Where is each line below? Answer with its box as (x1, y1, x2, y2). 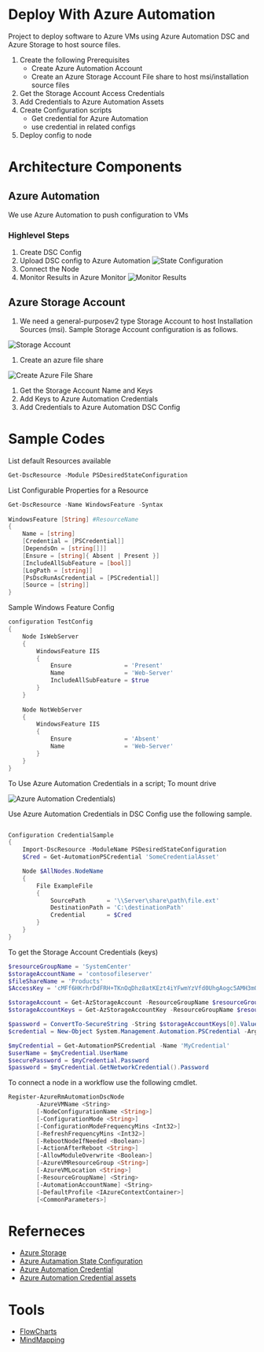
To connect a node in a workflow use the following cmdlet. (8, 1078, 198, 1088)
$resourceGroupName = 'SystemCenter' (8, 962, 132, 970)
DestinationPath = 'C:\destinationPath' (49, 903, 185, 912)
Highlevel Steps (8, 230, 70, 241)
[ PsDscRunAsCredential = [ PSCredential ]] (22, 574, 159, 582)
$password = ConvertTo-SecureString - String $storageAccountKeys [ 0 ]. (8, 1021, 241, 1029)
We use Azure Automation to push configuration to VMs (8, 210, 189, 220)
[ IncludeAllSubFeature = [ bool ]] (22, 559, 132, 567)
